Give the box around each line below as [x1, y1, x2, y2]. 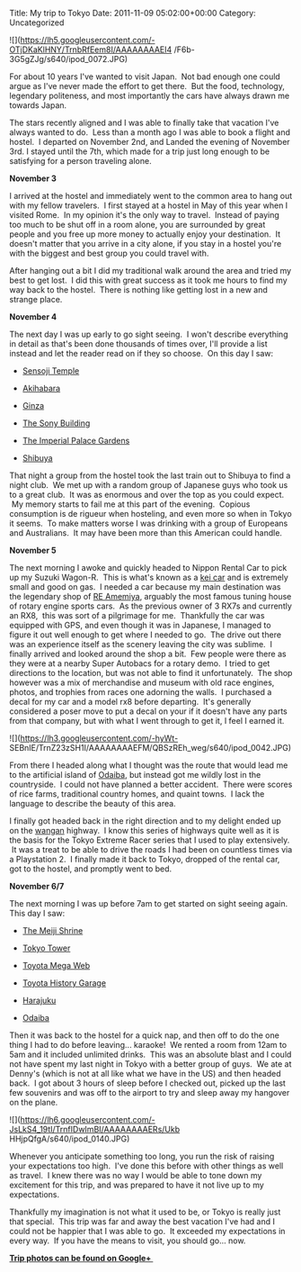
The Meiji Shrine [22, 925, 84, 935]
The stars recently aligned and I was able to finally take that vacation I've [9, 117, 279, 128]
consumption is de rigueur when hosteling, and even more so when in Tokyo [9, 509, 292, 519]
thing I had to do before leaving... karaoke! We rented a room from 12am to [9, 1040, 288, 1050]
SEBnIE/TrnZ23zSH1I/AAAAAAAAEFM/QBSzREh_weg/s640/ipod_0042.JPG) [9, 743, 292, 753]
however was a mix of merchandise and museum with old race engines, [9, 677, 275, 688]
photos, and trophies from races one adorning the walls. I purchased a [9, 687, 272, 697]
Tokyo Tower [22, 943, 71, 953]
